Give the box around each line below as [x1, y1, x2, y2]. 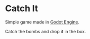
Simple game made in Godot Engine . [5, 19, 80, 25]
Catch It [5, 3, 39, 14]
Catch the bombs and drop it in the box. [5, 28, 86, 34]
